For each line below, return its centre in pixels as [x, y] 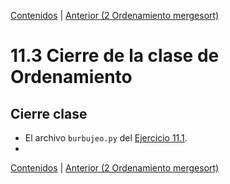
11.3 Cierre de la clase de [115, 56]
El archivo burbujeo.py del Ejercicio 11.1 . [106, 138]
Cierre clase [49, 113]
